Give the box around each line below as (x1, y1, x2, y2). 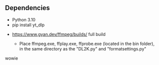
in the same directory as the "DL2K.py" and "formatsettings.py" (19, 46, 146, 51)
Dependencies (5, 4, 50, 12)
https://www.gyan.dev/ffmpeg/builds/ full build (12, 31, 106, 37)
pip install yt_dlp (12, 22, 45, 28)
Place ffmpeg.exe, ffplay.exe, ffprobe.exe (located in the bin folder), (19, 41, 155, 47)
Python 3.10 (12, 16, 35, 22)
